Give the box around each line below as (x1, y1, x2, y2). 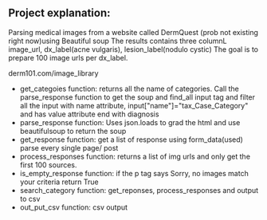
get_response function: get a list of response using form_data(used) (19, 135, 243, 144)
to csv (19, 194, 41, 203)
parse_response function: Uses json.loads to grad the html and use (19, 117, 241, 127)
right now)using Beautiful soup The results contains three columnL (8, 36, 227, 45)
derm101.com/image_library (8, 68, 99, 78)
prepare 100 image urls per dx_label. (8, 53, 128, 62)
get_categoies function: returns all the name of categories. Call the (19, 84, 239, 93)
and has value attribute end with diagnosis (19, 109, 159, 119)
